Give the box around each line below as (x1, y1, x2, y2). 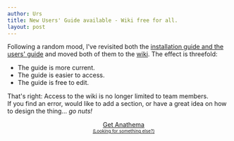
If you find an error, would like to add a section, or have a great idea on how (7, 100, 227, 108)
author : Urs (7, 10, 42, 18)
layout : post (7, 23, 46, 30)
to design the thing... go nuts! (7, 107, 93, 116)
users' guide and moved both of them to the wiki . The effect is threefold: (7, 50, 218, 58)
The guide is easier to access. (17, 71, 105, 79)
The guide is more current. (17, 64, 95, 72)
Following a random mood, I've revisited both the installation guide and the (7, 43, 224, 51)
